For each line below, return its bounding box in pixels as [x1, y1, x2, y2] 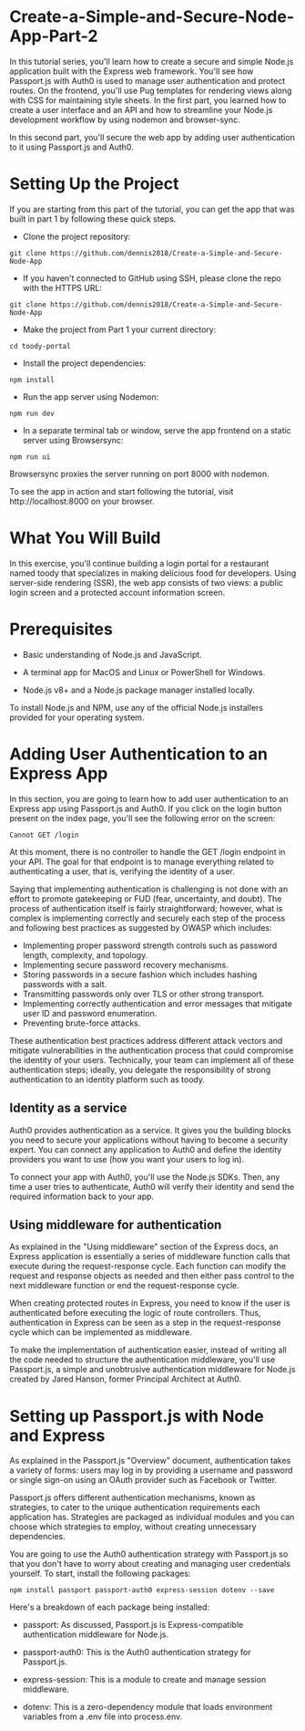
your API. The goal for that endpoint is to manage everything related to [9, 856, 275, 867]
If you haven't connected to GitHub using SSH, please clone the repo [22, 272, 282, 284]
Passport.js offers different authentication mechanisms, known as [9, 1492, 256, 1503]
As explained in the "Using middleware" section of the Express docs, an [9, 1241, 280, 1252]
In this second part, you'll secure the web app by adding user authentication [9, 131, 296, 142]
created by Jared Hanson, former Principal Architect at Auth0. [9, 1373, 242, 1384]
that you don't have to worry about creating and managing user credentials [9, 1559, 291, 1569]
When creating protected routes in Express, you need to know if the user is [9, 1298, 290, 1309]
